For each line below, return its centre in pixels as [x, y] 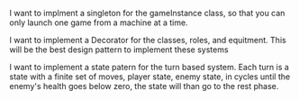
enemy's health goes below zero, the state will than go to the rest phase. [144, 86]
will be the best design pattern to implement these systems [119, 50]
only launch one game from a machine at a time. [99, 23]
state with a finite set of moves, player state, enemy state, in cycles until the [150, 77]
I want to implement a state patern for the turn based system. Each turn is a [149, 67]
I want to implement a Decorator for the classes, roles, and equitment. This [148, 40]
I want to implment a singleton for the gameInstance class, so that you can [147, 13]
